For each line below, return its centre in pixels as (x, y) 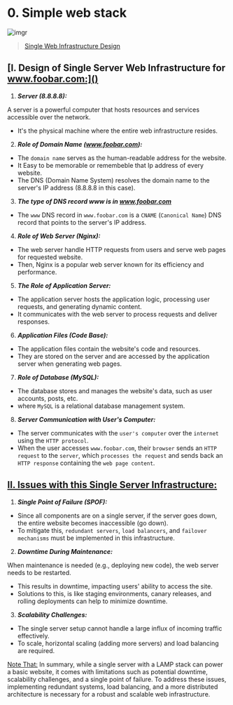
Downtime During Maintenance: (65, 551)
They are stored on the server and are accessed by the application (113, 356)
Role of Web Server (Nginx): (59, 236)
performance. (37, 272)
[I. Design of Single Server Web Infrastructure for (116, 68)
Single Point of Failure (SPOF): (62, 502)
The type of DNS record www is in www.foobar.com (94, 201)
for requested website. (50, 257)
